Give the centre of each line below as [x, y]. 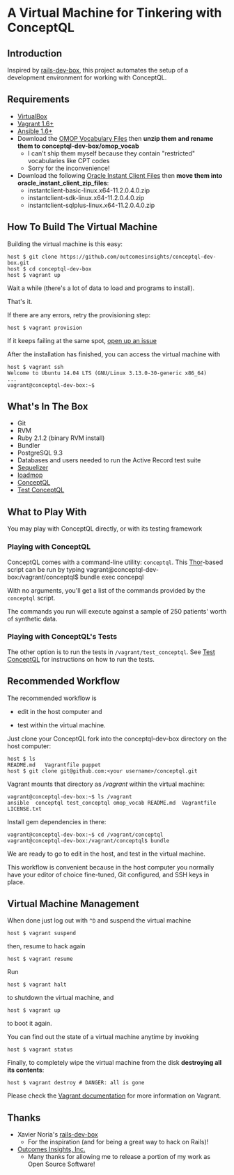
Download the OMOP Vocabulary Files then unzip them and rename [115, 138]
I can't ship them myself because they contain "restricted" [111, 153]
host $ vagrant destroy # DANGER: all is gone [76, 1083]
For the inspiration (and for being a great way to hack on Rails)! [118, 1142]
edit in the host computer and [60, 711]
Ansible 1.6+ [35, 131]
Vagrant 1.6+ [36, 123]
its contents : [26, 1070]
